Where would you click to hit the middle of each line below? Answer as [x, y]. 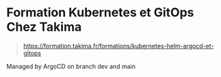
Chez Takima [44, 27]
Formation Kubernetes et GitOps [100, 13]
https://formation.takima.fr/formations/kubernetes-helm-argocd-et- [118, 46]
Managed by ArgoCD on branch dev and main [71, 66]
